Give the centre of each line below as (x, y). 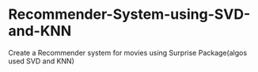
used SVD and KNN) (42, 61)
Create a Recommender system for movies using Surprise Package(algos (128, 52)
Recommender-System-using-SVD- (129, 14)
